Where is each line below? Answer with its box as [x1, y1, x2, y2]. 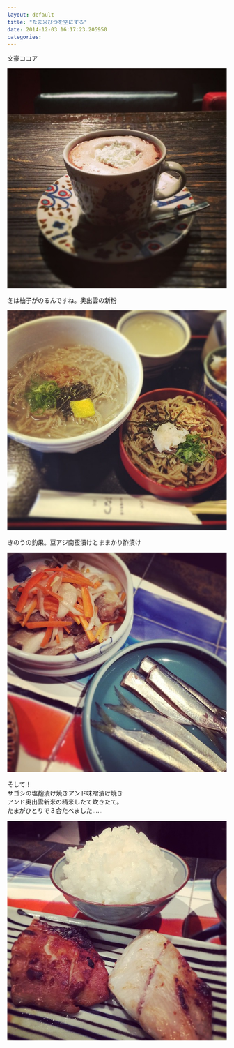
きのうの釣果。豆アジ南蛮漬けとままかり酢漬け [7, 538, 141, 547]
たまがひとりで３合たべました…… [7, 807, 103, 815]
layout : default [7, 11, 54, 18]
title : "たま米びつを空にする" [7, 18, 88, 26]
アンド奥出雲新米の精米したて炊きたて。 [7, 798, 123, 806]
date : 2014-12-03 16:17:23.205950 [7, 26, 108, 33]
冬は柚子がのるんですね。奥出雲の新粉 [7, 297, 117, 305]
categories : [7, 33, 42, 40]
